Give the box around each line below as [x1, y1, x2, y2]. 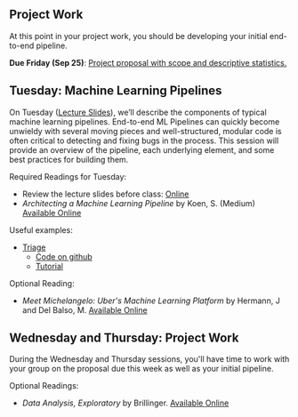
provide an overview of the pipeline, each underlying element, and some [9, 144, 275, 155]
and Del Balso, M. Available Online [21, 304, 149, 315]
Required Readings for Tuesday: [9, 171, 127, 181]
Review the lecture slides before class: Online [21, 188, 189, 199]
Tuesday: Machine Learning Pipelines [9, 84, 222, 99]
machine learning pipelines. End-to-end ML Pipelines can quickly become [9, 116, 280, 127]
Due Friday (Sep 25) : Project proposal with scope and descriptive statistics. [9, 57, 287, 68]
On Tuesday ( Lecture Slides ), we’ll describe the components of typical [9, 107, 267, 117]
